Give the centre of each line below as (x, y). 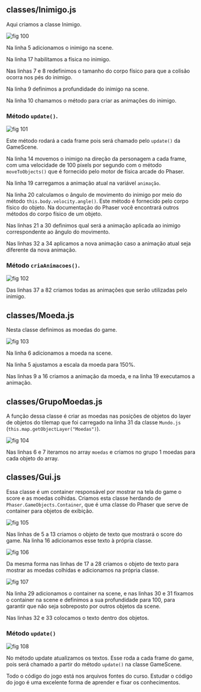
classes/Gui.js (34, 477)
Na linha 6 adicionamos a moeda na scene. (59, 353)
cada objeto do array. (33, 459)
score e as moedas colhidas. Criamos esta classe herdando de (84, 498)
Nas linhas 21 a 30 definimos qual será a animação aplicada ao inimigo (94, 226)
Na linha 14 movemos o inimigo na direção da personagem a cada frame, (96, 159)
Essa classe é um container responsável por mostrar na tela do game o (94, 492)
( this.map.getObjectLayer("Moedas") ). (53, 429)
